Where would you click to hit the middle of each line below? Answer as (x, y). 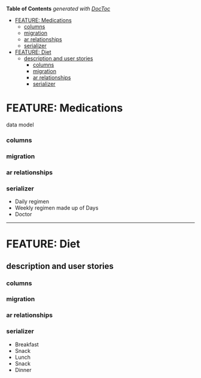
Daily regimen (32, 201)
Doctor (23, 214)
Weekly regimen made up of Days (57, 208)
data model (20, 125)
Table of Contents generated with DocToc (58, 9)
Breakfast (27, 344)
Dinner (23, 370)
